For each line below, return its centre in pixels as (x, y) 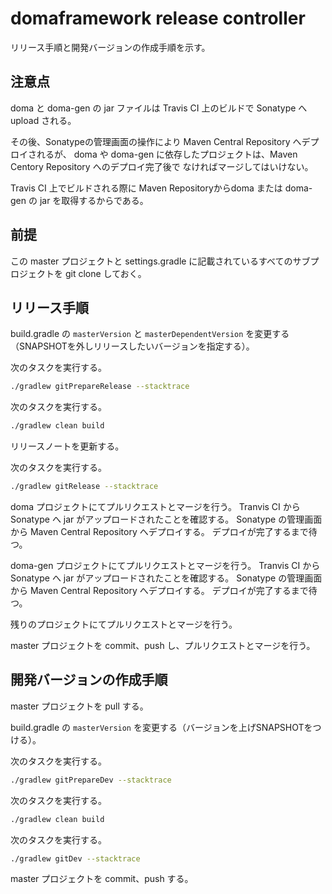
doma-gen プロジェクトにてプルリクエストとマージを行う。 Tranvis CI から (165, 565)
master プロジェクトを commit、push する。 (102, 879)
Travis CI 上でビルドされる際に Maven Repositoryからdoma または (146, 188)
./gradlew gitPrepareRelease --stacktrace (100, 387)
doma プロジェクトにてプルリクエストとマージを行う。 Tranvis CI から (155, 506)
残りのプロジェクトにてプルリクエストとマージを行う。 (124, 624)
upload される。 (43, 120)
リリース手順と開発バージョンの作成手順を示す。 (110, 47)
